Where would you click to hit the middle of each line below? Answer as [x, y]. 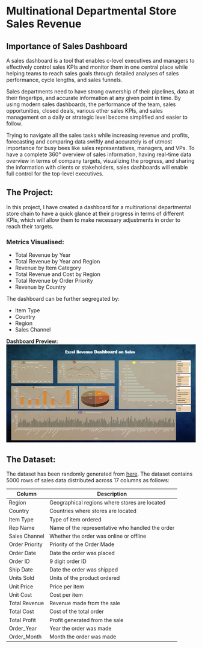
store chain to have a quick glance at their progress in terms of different [95, 213]
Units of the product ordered [85, 578]
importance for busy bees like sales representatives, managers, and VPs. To [100, 148]
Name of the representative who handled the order [112, 527]
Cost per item [66, 594]
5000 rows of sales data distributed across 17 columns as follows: [88, 480]
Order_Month [25, 637]
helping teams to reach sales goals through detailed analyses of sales [93, 73]
